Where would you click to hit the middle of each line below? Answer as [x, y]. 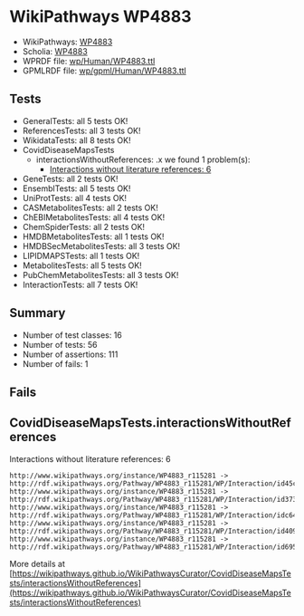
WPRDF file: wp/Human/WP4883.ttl [89, 61]
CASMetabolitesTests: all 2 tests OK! [90, 207]
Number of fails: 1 [55, 363]
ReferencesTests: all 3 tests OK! [82, 130]
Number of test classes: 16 [72, 335]
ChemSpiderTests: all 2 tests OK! [84, 226]
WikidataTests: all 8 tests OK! [76, 140]
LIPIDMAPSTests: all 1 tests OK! [81, 255]
